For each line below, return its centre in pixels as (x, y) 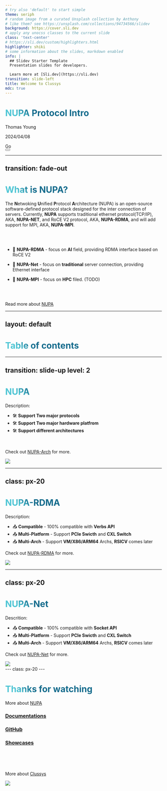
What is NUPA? (37, 190)
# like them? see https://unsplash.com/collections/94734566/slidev (78, 24)
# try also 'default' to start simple (45, 10)
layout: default (28, 324)
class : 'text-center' (28, 38)
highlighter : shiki (25, 47)
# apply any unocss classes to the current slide (58, 33)
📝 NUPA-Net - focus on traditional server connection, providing (78, 264)
